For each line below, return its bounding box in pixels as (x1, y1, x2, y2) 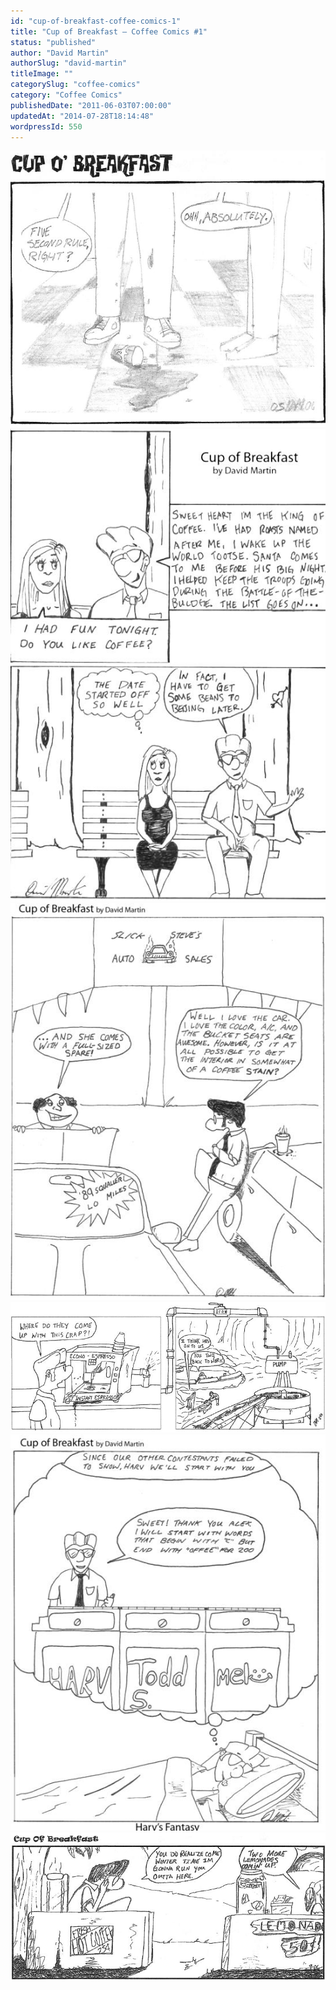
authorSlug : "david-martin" (10, 58, 128, 69)
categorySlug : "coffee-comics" (10, 80, 141, 90)
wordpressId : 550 (10, 121, 83, 132)
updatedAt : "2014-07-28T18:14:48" (10, 111, 155, 121)
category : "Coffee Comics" (10, 90, 123, 100)
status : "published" (10, 37, 97, 47)
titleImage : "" (10, 69, 74, 79)
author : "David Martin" (10, 48, 110, 58)
